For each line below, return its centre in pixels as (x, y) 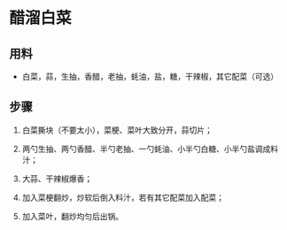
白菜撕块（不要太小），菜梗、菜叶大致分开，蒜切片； (117, 130)
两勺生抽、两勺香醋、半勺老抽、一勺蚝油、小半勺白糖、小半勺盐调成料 (150, 149)
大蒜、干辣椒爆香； (57, 179)
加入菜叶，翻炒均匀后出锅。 (73, 216)
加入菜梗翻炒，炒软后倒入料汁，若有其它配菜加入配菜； (123, 197)
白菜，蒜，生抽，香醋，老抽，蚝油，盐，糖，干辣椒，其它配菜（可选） (150, 77)
